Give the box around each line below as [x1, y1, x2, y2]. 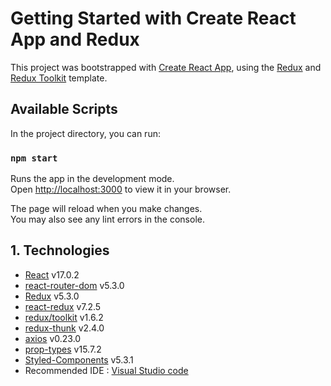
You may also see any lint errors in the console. [10, 213, 205, 226]
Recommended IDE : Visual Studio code [24, 364, 189, 376]
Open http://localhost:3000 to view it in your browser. [10, 183, 232, 196]
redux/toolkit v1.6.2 [24, 311, 104, 323]
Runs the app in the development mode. [10, 173, 175, 185]
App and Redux [10, 28, 140, 51]
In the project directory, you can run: [10, 127, 161, 139]
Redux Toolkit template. [10, 72, 108, 84]
